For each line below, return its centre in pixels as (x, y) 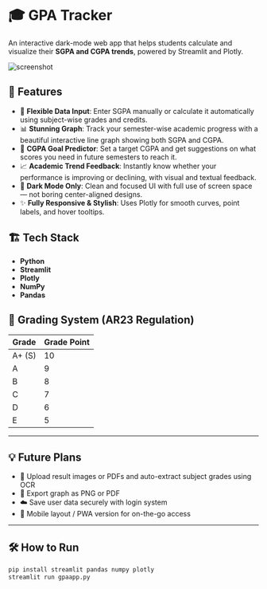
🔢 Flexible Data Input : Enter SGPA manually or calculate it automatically (137, 111)
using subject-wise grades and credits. (83, 120)
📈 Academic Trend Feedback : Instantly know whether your (118, 166)
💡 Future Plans (45, 457)
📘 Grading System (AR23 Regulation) (101, 320)
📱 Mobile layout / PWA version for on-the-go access (105, 514)
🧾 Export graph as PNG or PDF (70, 493)
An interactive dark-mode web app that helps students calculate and (120, 43)
